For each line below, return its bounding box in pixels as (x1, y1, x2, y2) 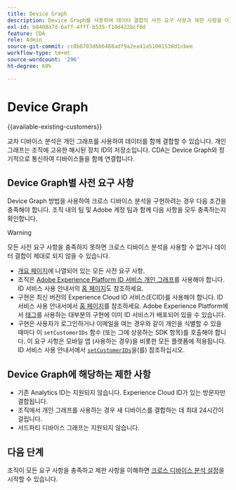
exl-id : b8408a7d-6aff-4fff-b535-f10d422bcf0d (7, 23, 146, 30)
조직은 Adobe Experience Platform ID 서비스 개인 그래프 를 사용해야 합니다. (17, 276, 225, 284)
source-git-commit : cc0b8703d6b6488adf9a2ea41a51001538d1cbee (7, 43, 193, 50)
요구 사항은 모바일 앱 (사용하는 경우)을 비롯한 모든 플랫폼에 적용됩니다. (34, 337, 226, 345)
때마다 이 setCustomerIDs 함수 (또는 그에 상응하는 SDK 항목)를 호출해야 (17, 328, 214, 337)
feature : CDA (7, 30, 46, 37)
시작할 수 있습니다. (7, 475, 58, 483)
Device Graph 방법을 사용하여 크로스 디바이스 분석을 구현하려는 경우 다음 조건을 (7, 197, 227, 205)
